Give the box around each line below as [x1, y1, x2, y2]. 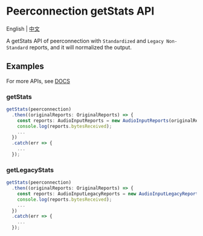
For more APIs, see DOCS [6, 77, 71, 84]
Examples [6, 61, 44, 72]
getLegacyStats [6, 166, 54, 174]
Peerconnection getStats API [6, 4, 155, 18]
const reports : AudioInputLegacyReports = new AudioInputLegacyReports [17, 190, 201, 197]
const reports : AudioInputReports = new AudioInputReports [17, 117, 169, 124]
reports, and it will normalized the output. [29, 44, 132, 51]
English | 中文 [6, 25, 40, 32]
